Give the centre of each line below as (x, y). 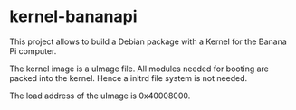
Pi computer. (33, 50)
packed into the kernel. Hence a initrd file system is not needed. (129, 78)
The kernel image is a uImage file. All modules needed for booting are (139, 69)
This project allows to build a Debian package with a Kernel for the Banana (148, 41)
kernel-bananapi (73, 17)
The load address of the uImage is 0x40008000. (100, 96)
